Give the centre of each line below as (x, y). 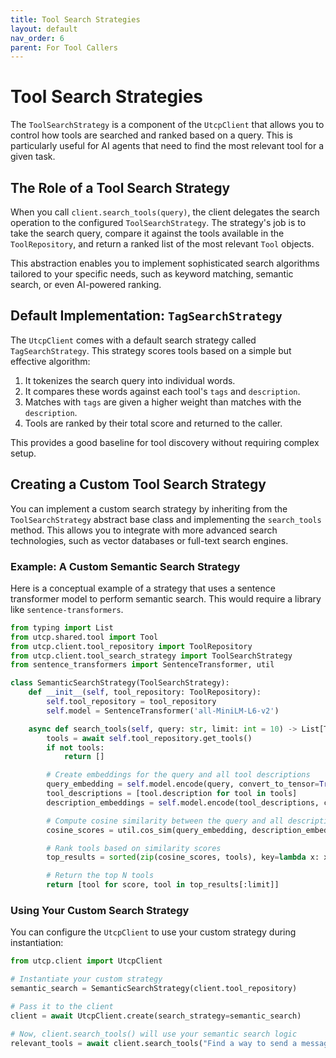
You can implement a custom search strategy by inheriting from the (149, 508)
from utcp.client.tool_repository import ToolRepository (131, 646)
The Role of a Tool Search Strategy (120, 187)
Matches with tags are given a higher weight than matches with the (163, 402)
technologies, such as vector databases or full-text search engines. (149, 540)
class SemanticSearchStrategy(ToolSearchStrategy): (120, 683)
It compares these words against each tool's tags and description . (162, 391)
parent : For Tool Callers (64, 47)
